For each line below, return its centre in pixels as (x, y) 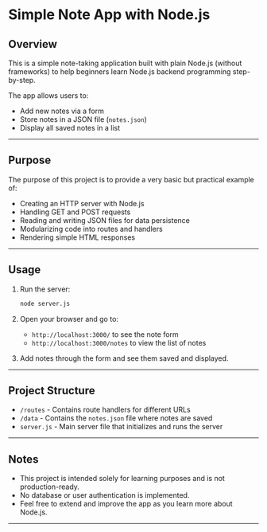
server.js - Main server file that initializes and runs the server (121, 427)
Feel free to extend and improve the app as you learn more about (126, 504)
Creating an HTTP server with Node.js (82, 203)
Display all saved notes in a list (70, 128)
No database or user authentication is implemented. (104, 495)
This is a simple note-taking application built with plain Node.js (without (125, 63)
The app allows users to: (48, 96)
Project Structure (52, 391)
